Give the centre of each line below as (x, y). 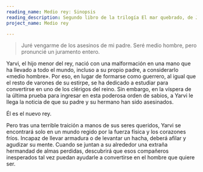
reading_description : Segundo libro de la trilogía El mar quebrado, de (100, 18)
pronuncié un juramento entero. (60, 52)
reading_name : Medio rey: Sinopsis (51, 12)
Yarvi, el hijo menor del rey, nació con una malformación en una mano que (99, 63)
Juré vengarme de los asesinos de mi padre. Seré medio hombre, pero (109, 45)
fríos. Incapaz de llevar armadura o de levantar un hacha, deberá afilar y (96, 138)
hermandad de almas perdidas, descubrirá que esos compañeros (88, 151)
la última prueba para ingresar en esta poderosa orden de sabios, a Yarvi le (100, 96)
